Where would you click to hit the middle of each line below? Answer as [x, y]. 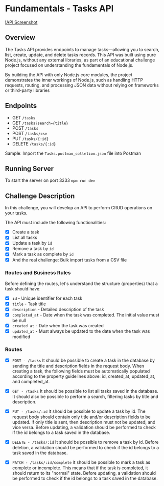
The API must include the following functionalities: [56, 223]
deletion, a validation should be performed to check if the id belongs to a [85, 447]
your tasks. [16, 213]
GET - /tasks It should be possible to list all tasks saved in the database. [85, 391]
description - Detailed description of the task [58, 309]
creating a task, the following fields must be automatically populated [81, 371]
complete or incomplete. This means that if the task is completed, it [80, 468]
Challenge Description [40, 196]
